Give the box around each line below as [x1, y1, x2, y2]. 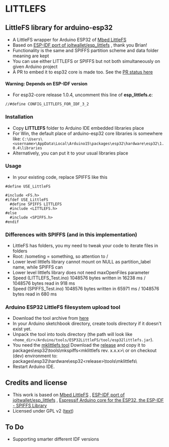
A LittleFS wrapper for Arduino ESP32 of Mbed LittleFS [12, 36, 127, 43]
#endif [5, 219, 19, 225]
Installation [5, 114, 34, 121]
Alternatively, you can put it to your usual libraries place [12, 150, 129, 156]
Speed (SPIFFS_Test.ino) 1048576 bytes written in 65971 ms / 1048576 [12, 286, 159, 292]
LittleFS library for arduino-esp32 [5, 23, 113, 32]
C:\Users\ [22, 136, 43, 142]
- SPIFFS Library [12, 402, 47, 408]
